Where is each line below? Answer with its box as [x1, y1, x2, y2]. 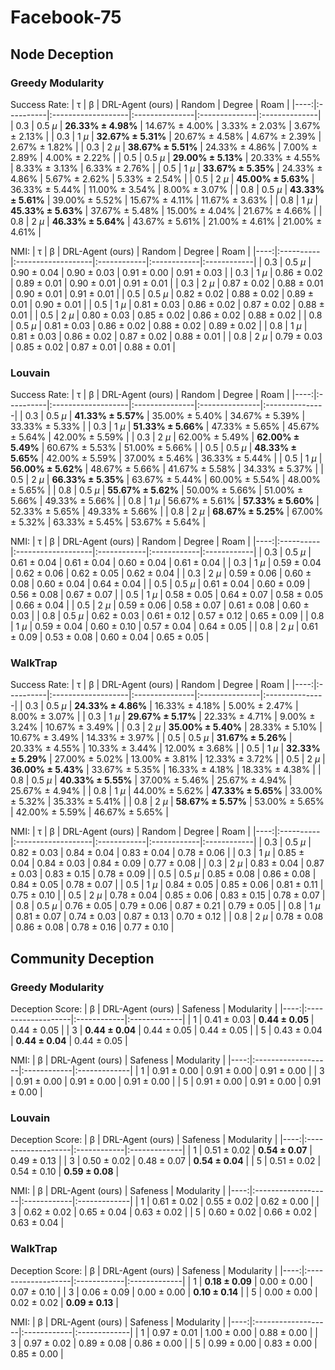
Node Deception [10, 46, 114, 63]
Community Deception [10, 950, 155, 967]
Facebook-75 [10, 6, 122, 29]
